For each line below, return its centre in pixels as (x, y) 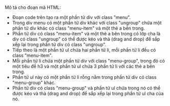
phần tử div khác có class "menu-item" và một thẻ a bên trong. (79, 28)
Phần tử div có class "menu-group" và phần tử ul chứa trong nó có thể (86, 88)
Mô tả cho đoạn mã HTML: (33, 7)
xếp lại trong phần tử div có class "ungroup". (59, 45)
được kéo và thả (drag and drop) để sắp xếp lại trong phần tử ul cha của (88, 93)
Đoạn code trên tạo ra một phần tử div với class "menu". (71, 17)
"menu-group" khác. (34, 82)
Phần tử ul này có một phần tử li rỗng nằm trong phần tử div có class (84, 77)
